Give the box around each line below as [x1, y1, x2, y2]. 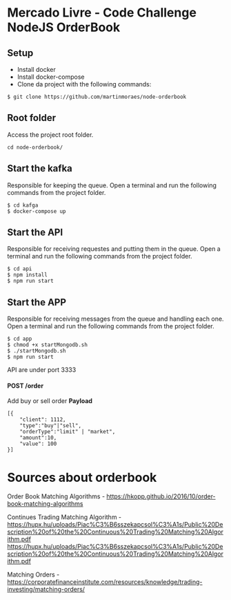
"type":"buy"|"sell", [19, 422, 81, 429]
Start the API [7, 227, 63, 238]
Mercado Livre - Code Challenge [7, 5, 197, 21]
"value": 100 [19, 440, 57, 447]
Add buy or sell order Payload [7, 397, 93, 405]
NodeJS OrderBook [7, 19, 121, 35]
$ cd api [7, 265, 32, 272]
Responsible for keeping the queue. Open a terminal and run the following [7, 181, 217, 189]
